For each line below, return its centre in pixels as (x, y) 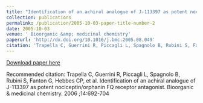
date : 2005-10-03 (28, 29)
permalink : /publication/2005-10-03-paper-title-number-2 (81, 23)
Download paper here (33, 62)
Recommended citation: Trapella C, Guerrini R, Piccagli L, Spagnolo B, (93, 74)
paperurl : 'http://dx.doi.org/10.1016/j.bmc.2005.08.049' (81, 40)
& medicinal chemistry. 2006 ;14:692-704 (58, 93)
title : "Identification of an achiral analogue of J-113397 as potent (97, 12)
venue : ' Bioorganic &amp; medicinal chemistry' (69, 34)
